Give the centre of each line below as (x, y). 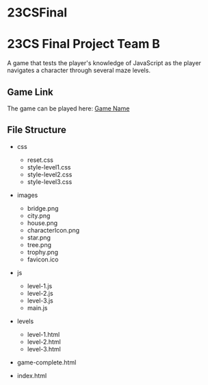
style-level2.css (50, 174)
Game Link (30, 92)
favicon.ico (43, 259)
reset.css (40, 160)
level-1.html (43, 334)
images (27, 195)
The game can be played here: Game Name (68, 108)
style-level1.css (49, 167)
